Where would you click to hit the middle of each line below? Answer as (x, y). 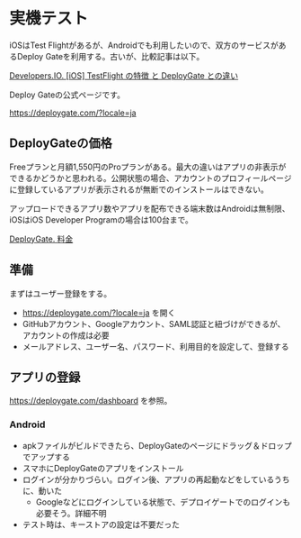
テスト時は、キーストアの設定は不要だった (101, 524)
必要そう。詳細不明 (71, 513)
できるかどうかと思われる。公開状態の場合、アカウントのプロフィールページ (150, 178)
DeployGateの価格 (61, 144)
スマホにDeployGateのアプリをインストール (103, 468)
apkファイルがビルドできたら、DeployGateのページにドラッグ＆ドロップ (157, 445)
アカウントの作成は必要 (66, 335)
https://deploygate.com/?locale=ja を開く (99, 313)
